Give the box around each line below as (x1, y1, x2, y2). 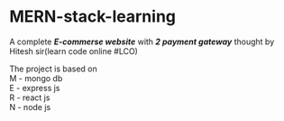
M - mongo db (9, 72, 63, 83)
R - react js (9, 92, 50, 103)
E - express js (9, 82, 60, 93)
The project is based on (9, 63, 97, 74)
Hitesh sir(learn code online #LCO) (9, 45, 138, 56)
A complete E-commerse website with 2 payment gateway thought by (9, 36, 275, 47)
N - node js (9, 101, 51, 112)
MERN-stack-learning (9, 6, 176, 27)
